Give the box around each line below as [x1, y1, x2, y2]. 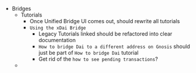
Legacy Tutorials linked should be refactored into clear [38, 30, 173, 37]
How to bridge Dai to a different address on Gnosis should [38, 43, 191, 50]
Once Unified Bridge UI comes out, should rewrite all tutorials [29, 18, 181, 24]
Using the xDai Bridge [29, 25, 86, 31]
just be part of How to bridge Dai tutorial [38, 49, 139, 56]
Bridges [11, 5, 32, 12]
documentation [38, 37, 76, 43]
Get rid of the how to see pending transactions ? [38, 56, 158, 62]
